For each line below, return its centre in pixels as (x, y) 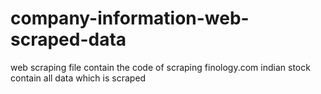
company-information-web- (130, 18)
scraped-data (68, 39)
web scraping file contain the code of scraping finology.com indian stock (160, 67)
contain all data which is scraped (78, 78)
